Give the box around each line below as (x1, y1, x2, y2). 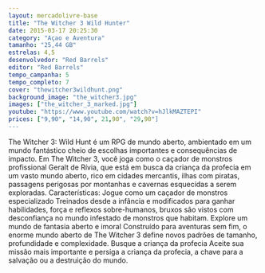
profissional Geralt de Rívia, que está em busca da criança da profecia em (8, 162, 251, 172)
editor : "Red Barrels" (8, 64, 84, 72)
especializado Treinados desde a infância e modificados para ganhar (8, 196, 235, 205)
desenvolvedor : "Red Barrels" (8, 57, 109, 64)
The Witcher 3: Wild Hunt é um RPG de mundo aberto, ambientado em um (8, 137, 251, 146)
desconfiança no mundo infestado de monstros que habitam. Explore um (8, 213, 248, 223)
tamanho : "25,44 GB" (8, 41, 77, 49)
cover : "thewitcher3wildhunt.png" (8, 85, 124, 94)
